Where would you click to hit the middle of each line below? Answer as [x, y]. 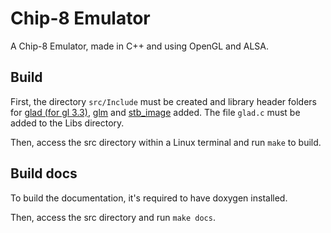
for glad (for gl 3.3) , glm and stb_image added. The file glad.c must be [155, 112]
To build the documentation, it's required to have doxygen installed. [149, 198]
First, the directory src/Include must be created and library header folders [163, 101]
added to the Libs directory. [67, 123]
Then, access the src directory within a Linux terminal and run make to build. [166, 142]
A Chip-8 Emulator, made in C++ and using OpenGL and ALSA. [139, 46]
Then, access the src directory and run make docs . [113, 217]
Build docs [44, 173]
